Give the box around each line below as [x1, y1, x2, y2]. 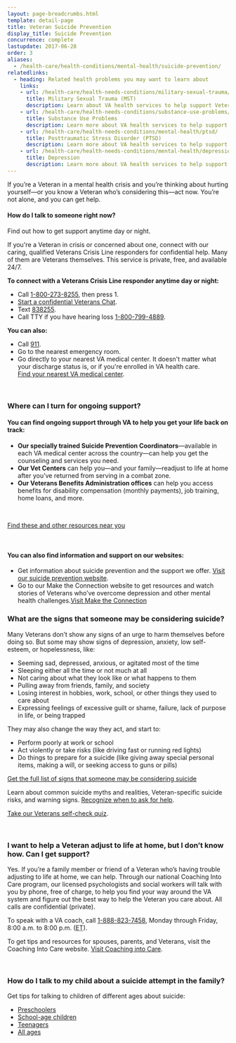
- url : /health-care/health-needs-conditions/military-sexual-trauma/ [20, 89, 231, 96]
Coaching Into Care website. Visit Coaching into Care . [7, 944, 163, 953]
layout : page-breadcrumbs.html [7, 10, 99, 18]
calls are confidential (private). [7, 902, 96, 911]
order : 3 [7, 50, 33, 57]
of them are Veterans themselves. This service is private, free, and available [7, 255, 227, 264]
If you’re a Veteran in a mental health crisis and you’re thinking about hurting [7, 180, 228, 189]
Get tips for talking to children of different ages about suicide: [7, 992, 185, 1000]
